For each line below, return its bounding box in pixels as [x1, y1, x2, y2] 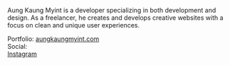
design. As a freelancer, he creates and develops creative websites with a [7, 13, 224, 22]
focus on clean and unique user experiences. [7, 21, 140, 29]
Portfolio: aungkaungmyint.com [7, 35, 100, 43]
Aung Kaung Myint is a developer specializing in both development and [7, 6, 216, 14]
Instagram [7, 49, 37, 58]
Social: [7, 42, 28, 50]
